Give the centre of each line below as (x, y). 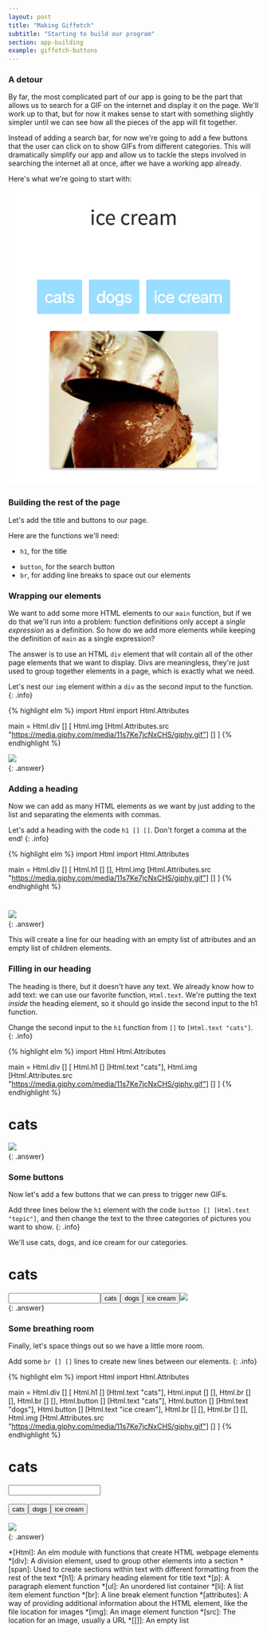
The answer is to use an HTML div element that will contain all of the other (131, 654)
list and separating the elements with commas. (85, 815)
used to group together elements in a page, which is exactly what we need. (132, 671)
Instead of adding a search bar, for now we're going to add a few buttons (128, 138)
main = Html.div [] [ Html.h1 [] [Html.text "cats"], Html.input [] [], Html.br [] (130, 1392)
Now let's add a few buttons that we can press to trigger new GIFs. (118, 1194)
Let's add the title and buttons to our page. (79, 520)
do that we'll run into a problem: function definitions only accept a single (127, 621)
